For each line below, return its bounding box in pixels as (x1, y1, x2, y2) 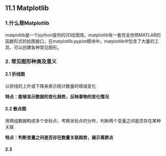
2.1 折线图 (5, 71, 25, 77)
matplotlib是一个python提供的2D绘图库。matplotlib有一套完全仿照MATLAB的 (5, 32, 161, 38)
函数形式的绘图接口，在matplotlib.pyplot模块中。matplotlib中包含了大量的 (5, 38, 155, 44)
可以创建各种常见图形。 (13, 44, 62, 50)
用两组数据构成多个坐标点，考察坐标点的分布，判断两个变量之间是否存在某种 (5, 118, 161, 124)
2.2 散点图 (5, 106, 26, 112)
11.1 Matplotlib (5, 4, 49, 12)
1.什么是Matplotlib (5, 20, 49, 27)
